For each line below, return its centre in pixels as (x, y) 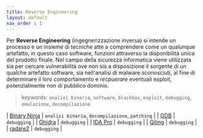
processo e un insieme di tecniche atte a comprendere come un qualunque (101, 47)
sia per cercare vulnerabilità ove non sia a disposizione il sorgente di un (96, 66)
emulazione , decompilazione (56, 104)
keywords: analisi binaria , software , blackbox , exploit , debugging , (106, 97)
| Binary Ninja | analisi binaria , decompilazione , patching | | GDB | (91, 116)
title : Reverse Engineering (42, 12)
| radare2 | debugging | (34, 129)
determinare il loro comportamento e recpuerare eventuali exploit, (89, 79)
